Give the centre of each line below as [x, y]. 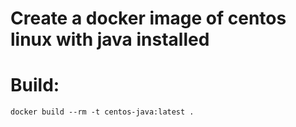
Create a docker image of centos [148, 18]
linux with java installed [110, 39]
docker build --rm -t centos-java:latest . [102, 112]
